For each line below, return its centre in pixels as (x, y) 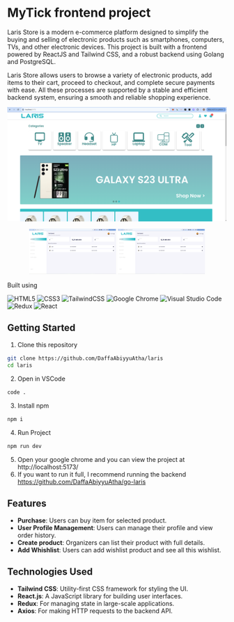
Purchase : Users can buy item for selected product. (92, 520)
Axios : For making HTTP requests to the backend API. (95, 611)
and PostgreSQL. (32, 61)
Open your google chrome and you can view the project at (101, 459)
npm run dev (24, 447)
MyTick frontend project (79, 13)
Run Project (34, 433)
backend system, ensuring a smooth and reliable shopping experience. (109, 97)
